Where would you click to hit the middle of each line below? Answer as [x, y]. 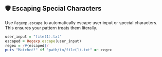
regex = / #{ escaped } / [27, 45]
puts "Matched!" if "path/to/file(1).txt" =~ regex [58, 50]
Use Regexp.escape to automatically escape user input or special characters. [81, 22]
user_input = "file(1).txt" [34, 36]
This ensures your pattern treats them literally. [51, 28]
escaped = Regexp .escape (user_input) [43, 41]
